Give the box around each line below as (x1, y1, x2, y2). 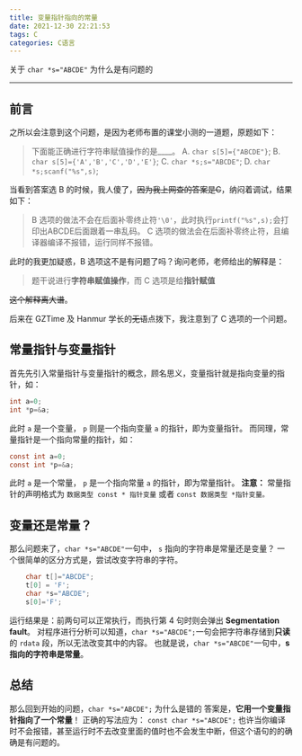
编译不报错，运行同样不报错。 (47, 237, 158, 248)
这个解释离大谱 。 (9, 294, 73, 306)
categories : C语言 (9, 38, 75, 48)
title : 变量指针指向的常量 (9, 13, 99, 22)
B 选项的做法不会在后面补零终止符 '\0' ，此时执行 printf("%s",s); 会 (31, 215, 281, 226)
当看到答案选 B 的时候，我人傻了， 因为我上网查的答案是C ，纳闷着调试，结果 (9, 184, 293, 195)
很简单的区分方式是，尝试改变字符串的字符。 (16, 555, 182, 565)
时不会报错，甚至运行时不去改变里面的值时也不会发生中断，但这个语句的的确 (9, 725, 293, 736)
